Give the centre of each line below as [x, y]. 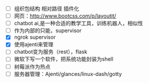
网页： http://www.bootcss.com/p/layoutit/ [65, 16]
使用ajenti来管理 [34, 44]
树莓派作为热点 [32, 67]
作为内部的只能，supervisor [48, 30]
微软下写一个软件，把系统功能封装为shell [64, 59]
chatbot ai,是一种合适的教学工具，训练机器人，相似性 [79, 23]
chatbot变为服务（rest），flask [51, 52]
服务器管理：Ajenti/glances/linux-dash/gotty [68, 74]
